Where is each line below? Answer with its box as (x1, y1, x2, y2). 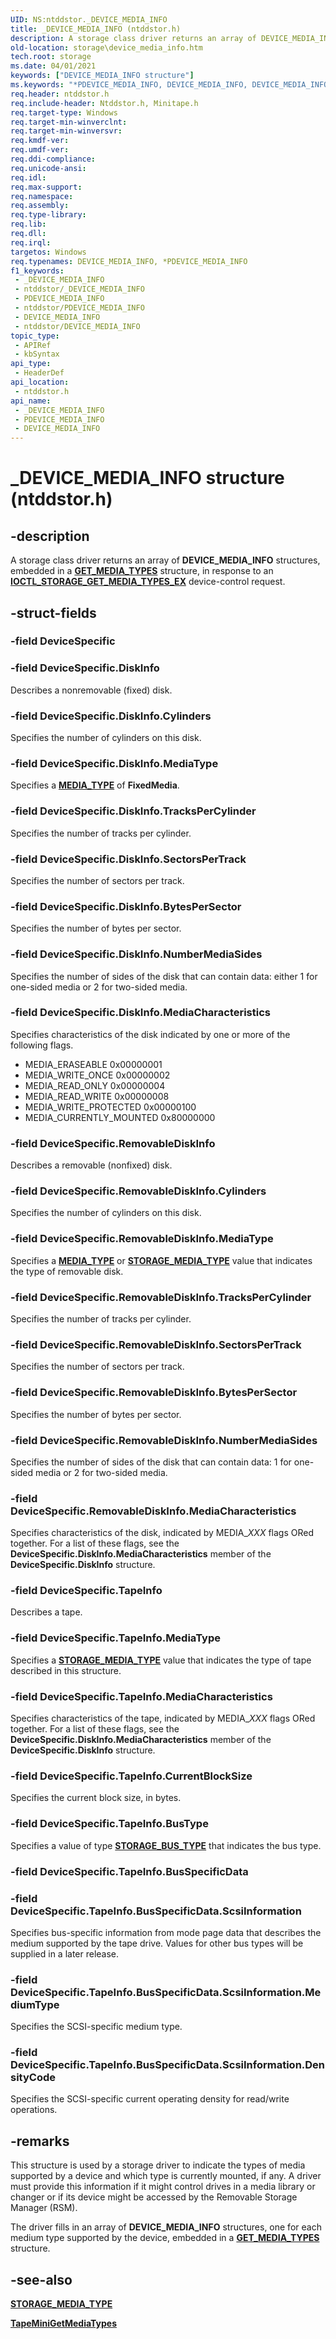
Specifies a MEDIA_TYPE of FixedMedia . (10, 779, 180, 791)
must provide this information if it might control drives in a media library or (10, 2181, 316, 2193)
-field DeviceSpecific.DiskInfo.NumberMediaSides (10, 947, 263, 961)
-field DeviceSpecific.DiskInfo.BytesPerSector (10, 899, 242, 913)
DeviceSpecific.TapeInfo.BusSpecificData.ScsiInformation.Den (10, 2058, 326, 2072)
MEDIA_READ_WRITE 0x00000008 (24, 1090, 170, 1102)
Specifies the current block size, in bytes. (10, 1792, 182, 1804)
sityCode (10, 2071, 56, 2085)
